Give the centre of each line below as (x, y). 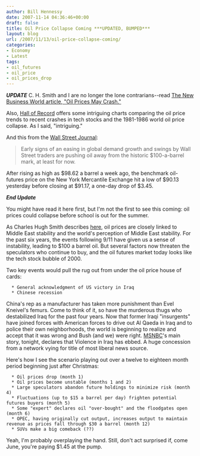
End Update (21, 198)
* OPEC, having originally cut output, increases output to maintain (99, 419)
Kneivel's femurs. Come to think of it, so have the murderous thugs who (94, 310)
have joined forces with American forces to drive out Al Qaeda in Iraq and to (99, 323)
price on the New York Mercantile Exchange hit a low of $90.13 (102, 180)
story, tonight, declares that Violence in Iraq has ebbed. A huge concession (98, 342)
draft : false (22, 23)
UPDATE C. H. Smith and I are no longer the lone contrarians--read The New (100, 95)
